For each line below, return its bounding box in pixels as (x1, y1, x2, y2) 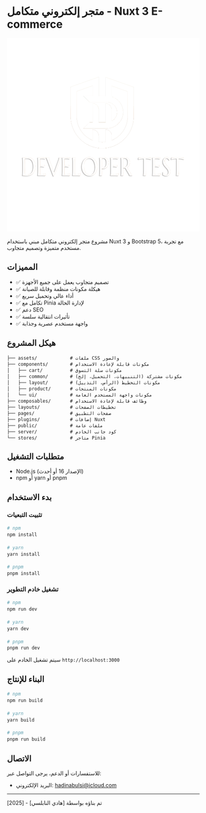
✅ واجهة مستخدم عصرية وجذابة (15, 319, 88, 327)
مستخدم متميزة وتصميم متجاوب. (7, 244, 81, 251)
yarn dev (7, 625, 29, 632)
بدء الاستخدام (7, 492, 52, 502)
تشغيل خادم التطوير (7, 585, 59, 593)
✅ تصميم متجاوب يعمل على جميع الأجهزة (15, 278, 109, 286)
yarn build (7, 717, 35, 723)
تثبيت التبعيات (7, 510, 42, 519)
